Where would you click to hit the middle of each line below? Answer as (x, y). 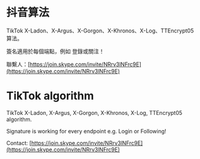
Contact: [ (19, 143)
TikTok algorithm (50, 96)
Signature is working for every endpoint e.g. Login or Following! (86, 131)
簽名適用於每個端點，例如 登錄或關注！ (55, 51)
